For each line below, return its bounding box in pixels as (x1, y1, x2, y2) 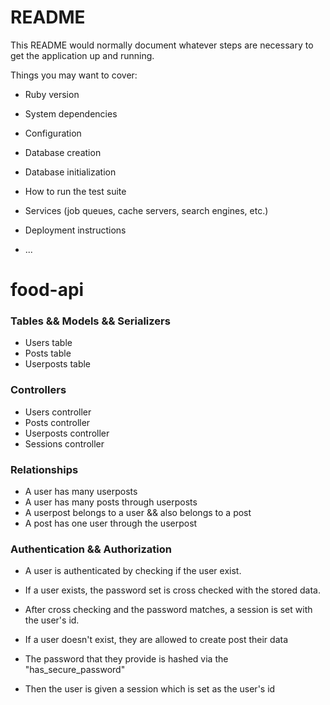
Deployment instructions (24, 224, 127, 236)
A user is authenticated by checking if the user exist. (24, 565, 242, 577)
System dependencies (24, 107, 118, 120)
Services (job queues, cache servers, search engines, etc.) (24, 204, 269, 216)
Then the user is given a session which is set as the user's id (24, 683, 276, 695)
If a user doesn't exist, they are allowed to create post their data (24, 634, 289, 646)
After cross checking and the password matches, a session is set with (24, 604, 313, 616)
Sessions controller (24, 437, 105, 450)
